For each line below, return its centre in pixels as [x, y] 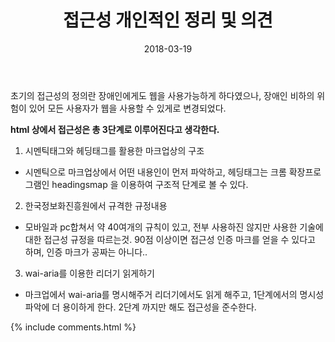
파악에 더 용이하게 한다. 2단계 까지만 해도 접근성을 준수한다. [140, 307]
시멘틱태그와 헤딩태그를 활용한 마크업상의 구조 [114, 150]
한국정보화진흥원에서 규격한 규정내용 [96, 205]
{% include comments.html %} [73, 327]
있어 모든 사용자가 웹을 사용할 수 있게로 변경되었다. [127, 108]
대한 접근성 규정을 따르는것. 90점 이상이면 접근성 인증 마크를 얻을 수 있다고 [170, 239]
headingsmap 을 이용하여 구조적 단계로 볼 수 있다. [150, 184]
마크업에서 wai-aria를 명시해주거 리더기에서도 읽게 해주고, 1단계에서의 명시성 [174, 294]
